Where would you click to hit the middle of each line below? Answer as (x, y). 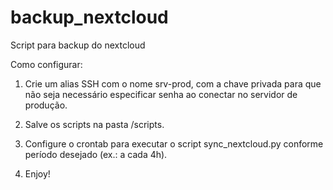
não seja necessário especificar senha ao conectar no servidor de (161, 94)
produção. (46, 105)
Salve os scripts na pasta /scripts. (94, 124)
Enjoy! (37, 173)
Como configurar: (46, 64)
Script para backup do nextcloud (78, 45)
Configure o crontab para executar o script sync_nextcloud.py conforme (174, 143)
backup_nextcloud (89, 17)
